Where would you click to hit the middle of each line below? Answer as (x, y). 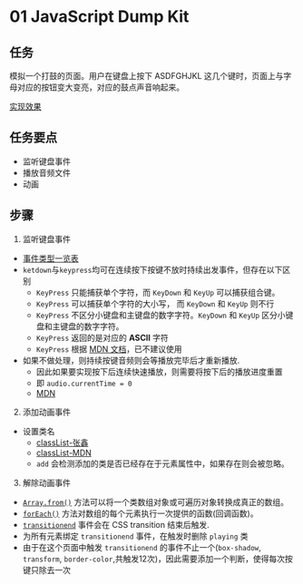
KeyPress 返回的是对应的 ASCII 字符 (103, 337)
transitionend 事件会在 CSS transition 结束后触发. (116, 524)
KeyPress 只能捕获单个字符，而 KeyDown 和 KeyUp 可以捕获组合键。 (158, 292)
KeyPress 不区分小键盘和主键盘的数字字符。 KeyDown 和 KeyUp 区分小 (161, 315)
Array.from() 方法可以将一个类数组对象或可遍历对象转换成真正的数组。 (155, 501)
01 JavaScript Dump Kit (99, 17)
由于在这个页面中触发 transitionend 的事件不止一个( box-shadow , (142, 547)
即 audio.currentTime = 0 (84, 383)
